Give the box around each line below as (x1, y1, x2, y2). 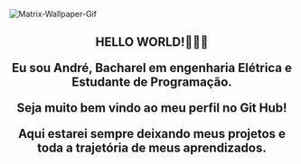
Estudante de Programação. (71, 75, 232, 90)
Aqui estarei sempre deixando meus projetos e (17, 126, 287, 141)
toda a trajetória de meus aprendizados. (37, 141, 267, 156)
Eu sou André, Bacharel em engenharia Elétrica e (12, 60, 292, 76)
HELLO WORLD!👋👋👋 (95, 34, 209, 50)
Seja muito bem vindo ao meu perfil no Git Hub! (16, 100, 287, 116)
